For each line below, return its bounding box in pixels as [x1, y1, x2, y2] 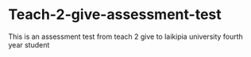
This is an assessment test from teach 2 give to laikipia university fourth [8, 32, 244, 41]
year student [8, 40, 50, 49]
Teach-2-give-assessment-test [8, 6, 222, 24]
